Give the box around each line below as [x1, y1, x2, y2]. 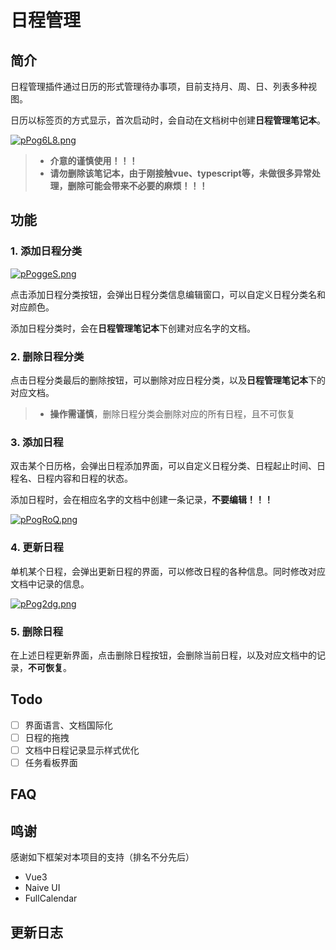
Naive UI [24, 882, 61, 894]
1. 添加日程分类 [10, 244, 83, 258]
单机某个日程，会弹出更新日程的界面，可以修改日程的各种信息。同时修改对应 [10, 565, 326, 577]
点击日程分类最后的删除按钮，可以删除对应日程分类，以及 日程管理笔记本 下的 [10, 374, 326, 386]
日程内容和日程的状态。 [36, 472, 133, 485]
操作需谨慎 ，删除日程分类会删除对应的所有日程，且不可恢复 [49, 407, 296, 420]
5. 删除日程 [10, 624, 64, 638]
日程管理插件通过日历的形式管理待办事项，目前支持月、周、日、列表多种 [10, 81, 308, 92]
